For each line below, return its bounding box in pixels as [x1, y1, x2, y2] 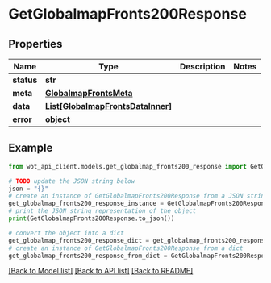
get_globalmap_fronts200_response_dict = [8, 236, 150, 244]
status [12, 74, 38, 85]
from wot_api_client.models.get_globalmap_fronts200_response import [8, 162, 248, 170]
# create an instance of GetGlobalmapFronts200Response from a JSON [8, 192, 244, 200]
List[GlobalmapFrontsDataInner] [44, 101, 172, 111]
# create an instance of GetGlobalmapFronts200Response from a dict [8, 243, 244, 252]
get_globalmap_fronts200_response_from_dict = [8, 252, 168, 260]
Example [8, 141, 53, 155]
